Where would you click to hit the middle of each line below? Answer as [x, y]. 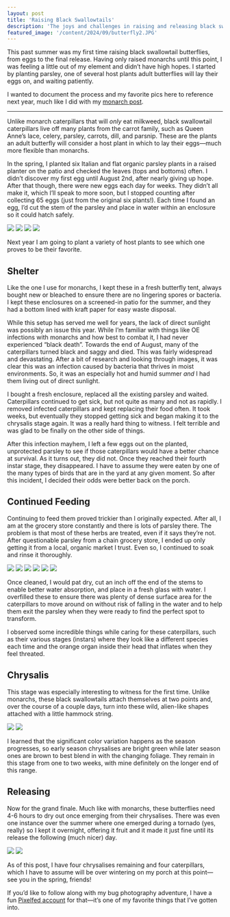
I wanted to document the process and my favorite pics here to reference [110, 95]
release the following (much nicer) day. [62, 837]
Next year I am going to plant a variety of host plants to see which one [106, 242]
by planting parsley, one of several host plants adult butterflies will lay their [113, 74]
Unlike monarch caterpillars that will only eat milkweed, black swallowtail [110, 121]
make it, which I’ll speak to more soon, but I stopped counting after [101, 193]
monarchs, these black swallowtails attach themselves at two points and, [110, 699]
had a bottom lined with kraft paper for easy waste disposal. [92, 310]
